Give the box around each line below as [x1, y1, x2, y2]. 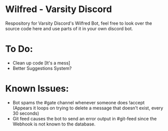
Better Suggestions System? [12, 65, 72, 71]
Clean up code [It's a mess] [12, 59, 70, 66]
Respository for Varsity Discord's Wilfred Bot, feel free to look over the [5, 20, 152, 26]
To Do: [5, 43, 33, 55]
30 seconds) [12, 110, 39, 116]
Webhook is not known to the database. [12, 121, 96, 127]
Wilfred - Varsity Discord [5, 4, 112, 15]
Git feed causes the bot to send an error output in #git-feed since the [12, 115, 157, 121]
